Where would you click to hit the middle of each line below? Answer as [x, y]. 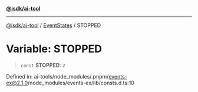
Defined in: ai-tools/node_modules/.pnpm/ [57, 76]
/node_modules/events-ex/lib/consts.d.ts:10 [81, 83]
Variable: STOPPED [54, 49]
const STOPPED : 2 [43, 65]
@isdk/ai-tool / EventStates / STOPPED [54, 25]
